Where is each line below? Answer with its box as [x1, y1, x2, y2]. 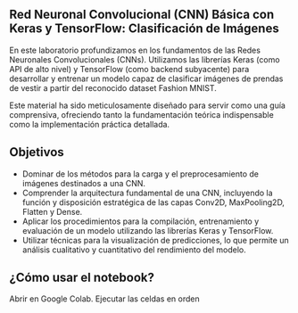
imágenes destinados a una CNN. [21, 177, 145, 188]
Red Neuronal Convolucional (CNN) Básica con [9, 7, 275, 22]
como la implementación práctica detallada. [9, 119, 170, 129]
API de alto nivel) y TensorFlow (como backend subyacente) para [9, 63, 250, 74]
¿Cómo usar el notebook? [9, 270, 154, 285]
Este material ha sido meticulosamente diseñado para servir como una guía [9, 100, 286, 111]
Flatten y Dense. [21, 206, 83, 217]
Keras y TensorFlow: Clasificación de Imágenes [9, 21, 279, 37]
